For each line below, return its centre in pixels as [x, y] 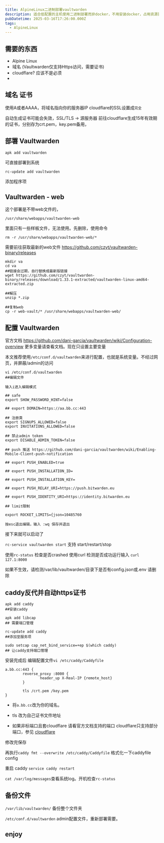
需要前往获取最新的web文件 [33, 247]
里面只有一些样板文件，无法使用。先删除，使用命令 [56, 228]
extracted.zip [20, 284]
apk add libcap [20, 618]
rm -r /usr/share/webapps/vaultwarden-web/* [51, 238]
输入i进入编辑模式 [21, 387]
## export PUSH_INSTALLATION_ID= [39, 471]
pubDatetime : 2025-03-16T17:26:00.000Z [46, 19]
